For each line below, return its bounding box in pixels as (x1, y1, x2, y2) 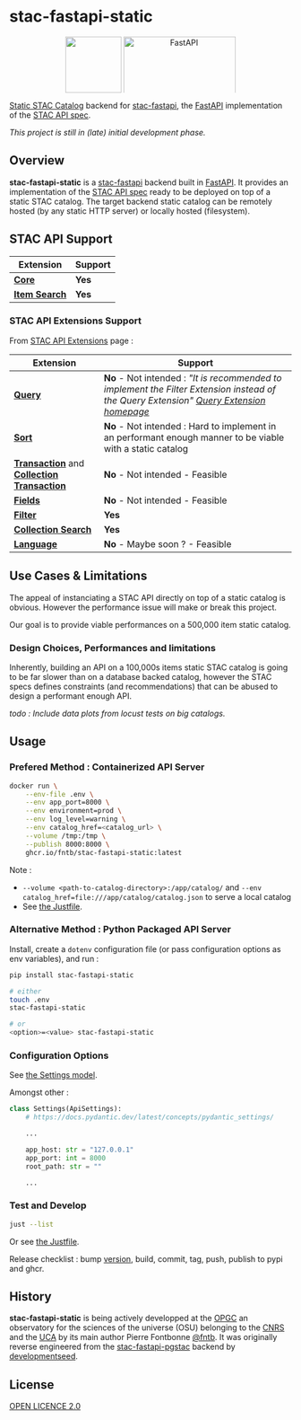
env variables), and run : (9, 953, 99, 964)
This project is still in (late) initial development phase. (9, 127, 206, 137)
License (9, 1377, 55, 1392)
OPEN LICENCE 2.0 (9, 1401, 82, 1412)
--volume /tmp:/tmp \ (25, 831, 106, 841)
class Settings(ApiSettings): (9, 1105, 123, 1114)
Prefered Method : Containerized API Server (9, 761, 205, 773)
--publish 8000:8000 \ (25, 840, 110, 849)
